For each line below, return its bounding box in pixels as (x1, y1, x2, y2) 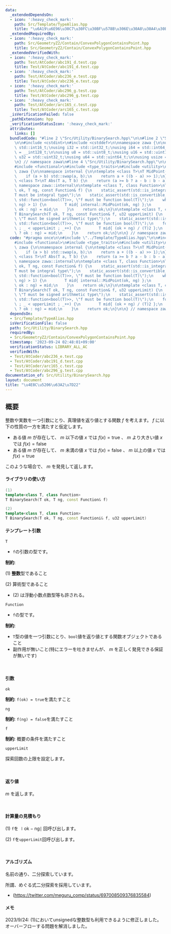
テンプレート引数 (5, 527, 41, 533)
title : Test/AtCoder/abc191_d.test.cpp (14, 64, 99, 69)
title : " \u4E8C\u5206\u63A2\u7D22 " (5, 382, 81, 387)
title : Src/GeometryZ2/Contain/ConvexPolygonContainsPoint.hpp (14, 45, 152, 51)
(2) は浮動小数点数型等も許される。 (12, 592, 88, 598)
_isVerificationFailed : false (10, 112, 74, 117)
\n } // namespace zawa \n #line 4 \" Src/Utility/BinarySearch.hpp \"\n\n (14, 159, 167, 164)
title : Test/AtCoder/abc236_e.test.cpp (14, 79, 99, 84)
